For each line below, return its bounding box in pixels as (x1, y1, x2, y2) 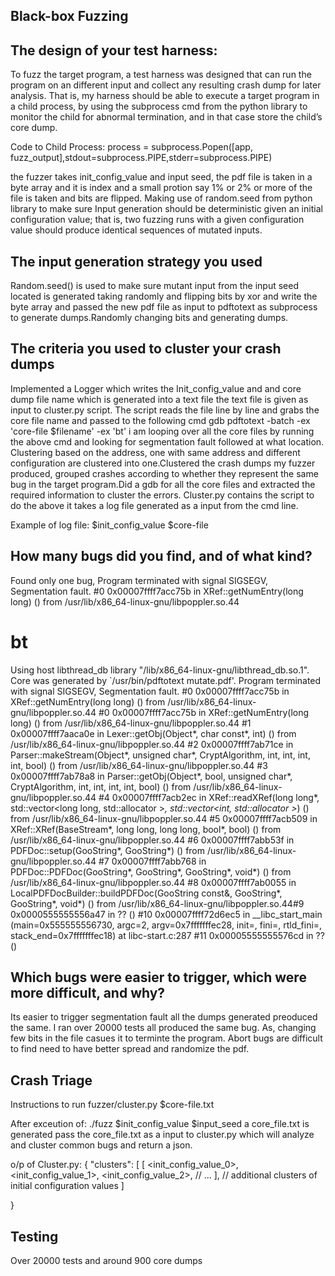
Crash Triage (10, 1072, 93, 1089)
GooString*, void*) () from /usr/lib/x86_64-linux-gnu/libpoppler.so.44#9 (10, 897, 305, 909)
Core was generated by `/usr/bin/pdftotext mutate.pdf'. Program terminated (10, 674, 322, 686)
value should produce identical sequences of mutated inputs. (10, 224, 263, 236)
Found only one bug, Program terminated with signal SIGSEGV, (10, 574, 269, 586)
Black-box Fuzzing (10, 8, 129, 25)
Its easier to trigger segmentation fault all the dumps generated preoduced (10, 1011, 318, 1023)
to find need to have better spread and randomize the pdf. (10, 1043, 250, 1055)
